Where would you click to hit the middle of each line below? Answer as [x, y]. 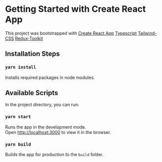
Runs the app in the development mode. [46, 127]
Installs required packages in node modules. [50, 77]
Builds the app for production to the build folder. [54, 155]
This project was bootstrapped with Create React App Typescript [71, 33]
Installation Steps [32, 54]
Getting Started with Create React [76, 9]
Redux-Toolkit [29, 38]
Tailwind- [147, 33]
